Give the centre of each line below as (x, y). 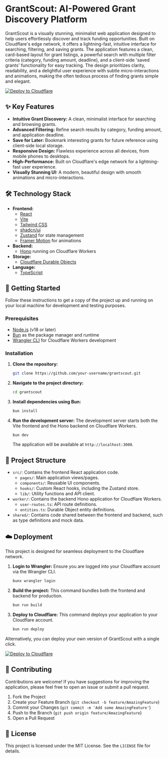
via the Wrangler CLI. (34, 572)
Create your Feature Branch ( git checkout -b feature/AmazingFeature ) (86, 702)
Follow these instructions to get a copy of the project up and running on (79, 300)
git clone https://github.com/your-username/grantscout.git (76, 373)
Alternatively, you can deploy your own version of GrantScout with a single (82, 639)
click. (11, 644)
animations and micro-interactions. (49, 177)
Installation (19, 353)
